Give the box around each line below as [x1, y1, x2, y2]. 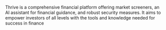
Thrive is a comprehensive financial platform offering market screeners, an [5, 4, 159, 10]
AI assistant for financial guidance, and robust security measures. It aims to [5, 9, 161, 15]
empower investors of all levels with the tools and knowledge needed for [5, 15, 155, 20]
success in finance [5, 20, 44, 26]
